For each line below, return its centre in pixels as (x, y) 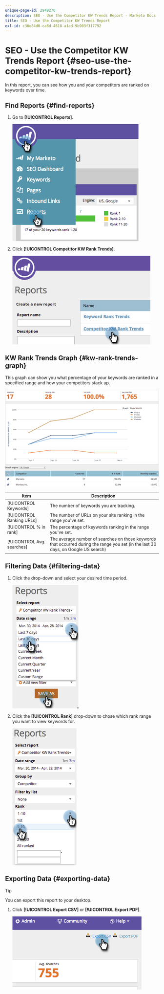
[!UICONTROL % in (26, 527)
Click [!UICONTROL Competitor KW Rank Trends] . (63, 249)
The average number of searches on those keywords (103, 539)
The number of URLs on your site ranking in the (97, 515)
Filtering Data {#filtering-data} (53, 566)
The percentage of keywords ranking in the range (100, 527)
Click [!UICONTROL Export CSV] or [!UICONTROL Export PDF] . (76, 909)
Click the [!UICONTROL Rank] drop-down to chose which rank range (82, 716)
